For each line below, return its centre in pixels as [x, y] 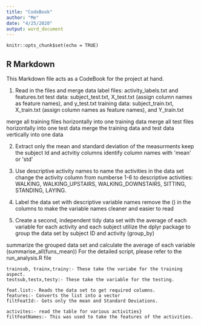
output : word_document [35, 29]
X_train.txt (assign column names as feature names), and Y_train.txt [99, 110]
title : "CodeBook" [29, 12]
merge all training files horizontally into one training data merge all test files [100, 121]
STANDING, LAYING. [41, 190]
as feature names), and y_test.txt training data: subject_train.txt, [94, 103]
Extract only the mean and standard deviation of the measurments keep [104, 146]
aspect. [16, 275]
